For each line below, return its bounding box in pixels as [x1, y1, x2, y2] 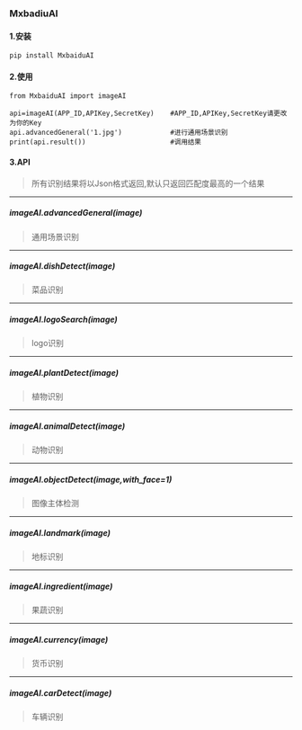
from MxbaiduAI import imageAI [9, 92, 127, 101]
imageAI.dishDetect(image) [9, 261, 116, 272]
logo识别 [31, 338, 65, 349]
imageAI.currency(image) [9, 634, 109, 645]
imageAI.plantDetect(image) [9, 368, 120, 378]
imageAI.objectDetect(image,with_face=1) [9, 474, 173, 485]
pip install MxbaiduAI [9, 51, 94, 60]
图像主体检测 [31, 498, 79, 509]
